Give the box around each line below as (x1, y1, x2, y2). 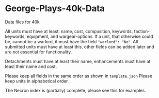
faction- (134, 28, 150, 34)
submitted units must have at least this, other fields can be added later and (5, 44, 154, 49)
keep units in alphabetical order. (5, 78, 69, 84)
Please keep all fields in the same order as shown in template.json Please (5, 73, 153, 79)
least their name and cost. (5, 64, 57, 69)
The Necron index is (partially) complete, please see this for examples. (5, 87, 146, 93)
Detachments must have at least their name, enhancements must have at (5, 58, 151, 64)
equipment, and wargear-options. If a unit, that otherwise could (26, 33, 153, 39)
